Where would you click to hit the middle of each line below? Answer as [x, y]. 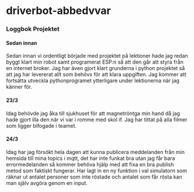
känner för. [19, 87]
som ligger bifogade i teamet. [41, 125]
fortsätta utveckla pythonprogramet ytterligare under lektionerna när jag [93, 81]
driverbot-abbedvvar [58, 11]
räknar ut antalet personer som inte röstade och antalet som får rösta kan [94, 177]
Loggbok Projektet [33, 29]
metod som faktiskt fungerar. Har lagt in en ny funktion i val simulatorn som [96, 170]
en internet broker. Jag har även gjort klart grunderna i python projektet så [96, 68]
